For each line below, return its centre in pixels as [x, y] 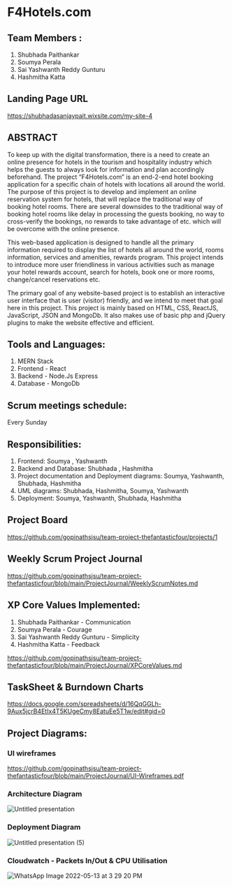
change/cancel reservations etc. [54, 279]
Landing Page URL [48, 99]
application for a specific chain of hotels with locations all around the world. [116, 184]
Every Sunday [27, 423]
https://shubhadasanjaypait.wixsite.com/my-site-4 [80, 115]
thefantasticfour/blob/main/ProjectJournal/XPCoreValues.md [95, 665]
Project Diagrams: [47, 733]
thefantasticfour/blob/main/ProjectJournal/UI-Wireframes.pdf [96, 776]
